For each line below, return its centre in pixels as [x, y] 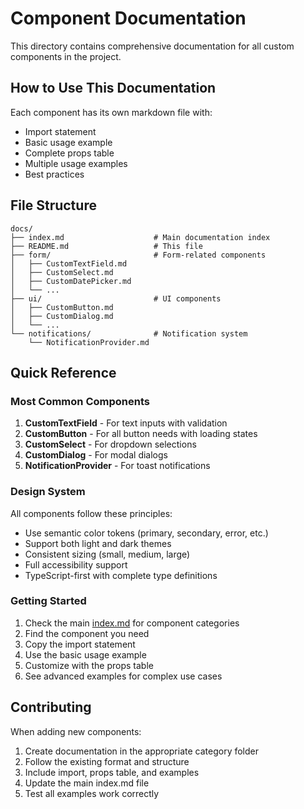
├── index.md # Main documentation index [140, 237]
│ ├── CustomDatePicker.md [71, 281]
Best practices [54, 174]
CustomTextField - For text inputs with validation [126, 423]
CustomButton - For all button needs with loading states [141, 434]
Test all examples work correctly [92, 793]
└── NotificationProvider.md [89, 342]
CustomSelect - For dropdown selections [110, 444]
